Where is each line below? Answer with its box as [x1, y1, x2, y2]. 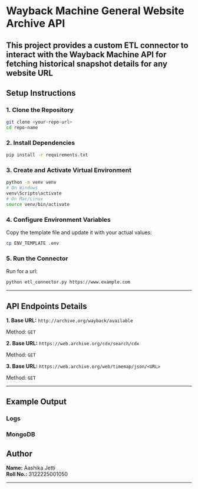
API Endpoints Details [6, 301, 87, 311]
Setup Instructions [6, 88, 76, 98]
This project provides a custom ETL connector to [6, 40, 189, 50]
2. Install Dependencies [6, 138, 75, 147]
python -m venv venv [6, 179, 57, 186]
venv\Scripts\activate [6, 190, 62, 196]
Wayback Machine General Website [6, 4, 184, 18]
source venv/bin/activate [6, 201, 70, 208]
